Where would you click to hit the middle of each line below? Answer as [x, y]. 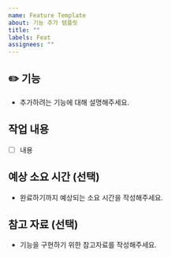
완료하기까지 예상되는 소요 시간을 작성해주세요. [91, 197]
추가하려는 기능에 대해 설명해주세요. [74, 102]
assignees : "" [32, 45]
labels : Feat [30, 37]
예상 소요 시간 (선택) [54, 177]
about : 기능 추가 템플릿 [43, 23]
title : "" [24, 30]
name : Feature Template [47, 15]
